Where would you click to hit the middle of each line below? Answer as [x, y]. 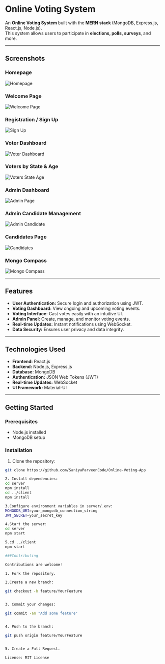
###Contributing [22, 556]
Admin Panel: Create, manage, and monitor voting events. [71, 319]
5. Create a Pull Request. [33, 649]
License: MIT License [27, 658]
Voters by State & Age [32, 166]
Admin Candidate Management [43, 214]
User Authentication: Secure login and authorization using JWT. [78, 303]
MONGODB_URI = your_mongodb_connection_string [51, 511]
